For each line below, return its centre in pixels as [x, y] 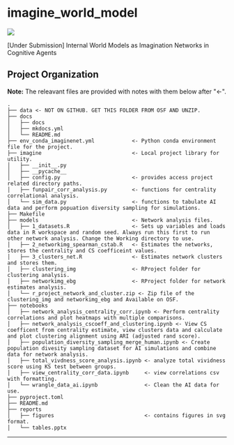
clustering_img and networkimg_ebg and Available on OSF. [93, 299]
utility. [20, 159]
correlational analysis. [43, 196]
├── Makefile [26, 214]
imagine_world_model [72, 13]
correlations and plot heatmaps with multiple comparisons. [96, 318]
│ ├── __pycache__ [37, 171]
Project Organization [53, 75]
